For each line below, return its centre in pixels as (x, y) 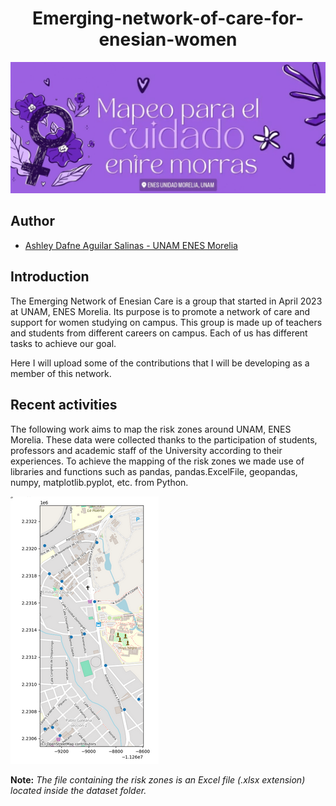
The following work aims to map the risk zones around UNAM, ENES (151, 429)
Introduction (50, 277)
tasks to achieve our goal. (63, 343)
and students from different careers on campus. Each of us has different (159, 333)
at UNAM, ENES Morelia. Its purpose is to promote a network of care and (160, 311)
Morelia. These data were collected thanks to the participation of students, (164, 439)
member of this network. (61, 373)
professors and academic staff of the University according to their (146, 450)
